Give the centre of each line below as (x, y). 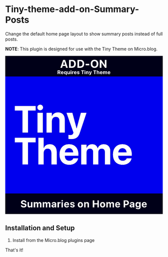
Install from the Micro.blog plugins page (53, 240)
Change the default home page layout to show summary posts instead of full (84, 34)
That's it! (14, 250)
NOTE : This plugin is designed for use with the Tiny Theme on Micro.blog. (81, 49)
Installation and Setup (40, 228)
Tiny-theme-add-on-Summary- (72, 9)
